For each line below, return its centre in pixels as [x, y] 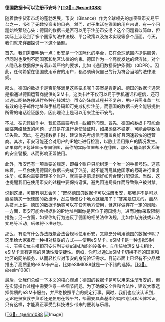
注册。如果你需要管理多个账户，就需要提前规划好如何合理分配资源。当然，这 [82, 176]
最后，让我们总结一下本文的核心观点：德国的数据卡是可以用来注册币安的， [80, 280]
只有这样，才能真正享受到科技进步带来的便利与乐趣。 [59, 304]
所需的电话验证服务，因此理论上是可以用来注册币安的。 [61, 112]
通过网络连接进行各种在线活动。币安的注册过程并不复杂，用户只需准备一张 [84, 100]
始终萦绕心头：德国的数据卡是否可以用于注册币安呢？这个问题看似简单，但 [84, 30]
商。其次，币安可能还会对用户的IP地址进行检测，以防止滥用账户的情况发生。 [82, 141]
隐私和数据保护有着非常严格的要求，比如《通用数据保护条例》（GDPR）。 [82, 65]
